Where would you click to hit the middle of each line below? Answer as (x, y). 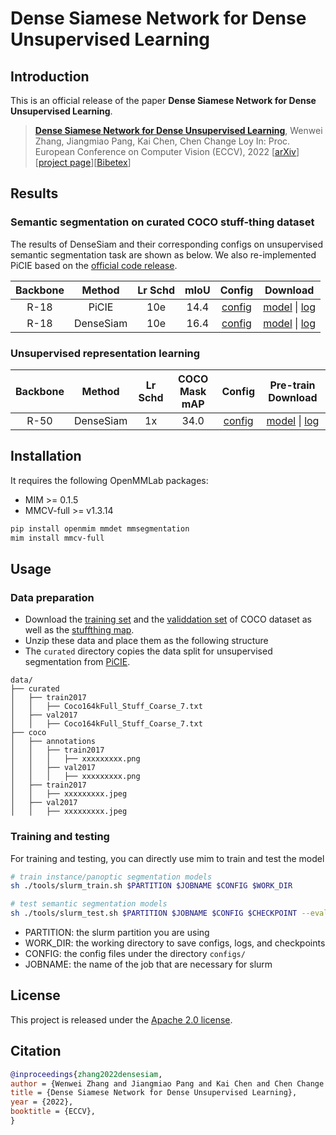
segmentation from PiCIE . (77, 662)
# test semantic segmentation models (89, 904)
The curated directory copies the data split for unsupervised (148, 651)
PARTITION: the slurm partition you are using (117, 933)
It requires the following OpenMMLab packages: (109, 480)
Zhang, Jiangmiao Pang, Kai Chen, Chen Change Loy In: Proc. (162, 141)
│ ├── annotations (53, 742)
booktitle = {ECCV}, (53, 1112)
